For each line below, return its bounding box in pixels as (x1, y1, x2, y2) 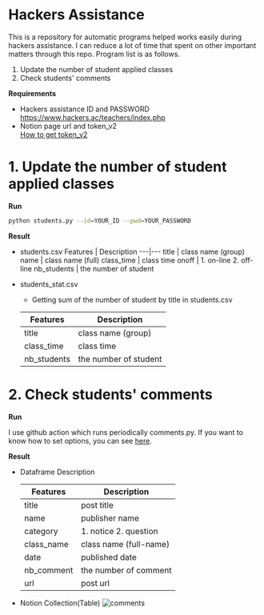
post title (81, 499, 114, 510)
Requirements (8, 88, 57, 98)
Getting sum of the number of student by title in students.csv (31, 295, 234, 304)
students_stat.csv (19, 279, 78, 289)
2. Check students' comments (8, 385, 214, 404)
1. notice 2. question (81, 525, 158, 537)
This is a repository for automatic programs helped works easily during (8, 32, 242, 42)
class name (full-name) (81, 538, 170, 549)
